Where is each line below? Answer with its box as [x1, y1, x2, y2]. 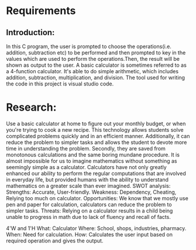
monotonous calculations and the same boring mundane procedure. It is [6, 151, 180, 158]
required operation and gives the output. [6, 237, 104, 244]
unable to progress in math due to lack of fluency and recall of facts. [6, 213, 171, 220]
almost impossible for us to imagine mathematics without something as [6, 157, 177, 165]
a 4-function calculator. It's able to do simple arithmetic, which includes [6, 68, 179, 74]
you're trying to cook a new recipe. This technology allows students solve [6, 126, 184, 133]
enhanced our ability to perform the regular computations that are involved [6, 170, 186, 177]
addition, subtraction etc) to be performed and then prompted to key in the [6, 49, 186, 56]
